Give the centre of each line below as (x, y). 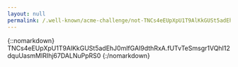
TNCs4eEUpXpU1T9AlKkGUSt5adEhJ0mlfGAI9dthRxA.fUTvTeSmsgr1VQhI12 (119, 48)
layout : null (27, 14)
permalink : (23, 20)
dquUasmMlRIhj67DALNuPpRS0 (54, 55)
